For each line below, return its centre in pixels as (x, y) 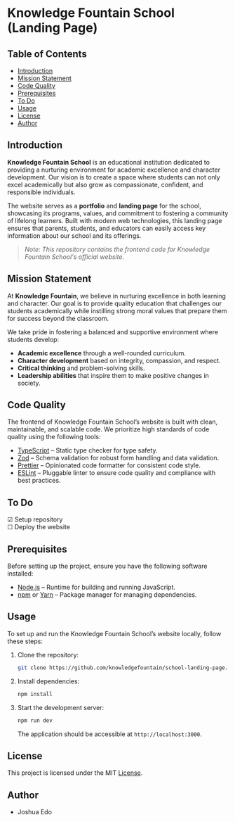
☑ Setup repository (35, 519)
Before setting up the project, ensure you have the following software (107, 566)
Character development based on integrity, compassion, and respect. (119, 360)
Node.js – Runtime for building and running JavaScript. (96, 587)
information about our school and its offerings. (74, 235)
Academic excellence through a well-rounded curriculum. (102, 353)
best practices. (39, 481)
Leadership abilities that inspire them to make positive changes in (113, 375)
